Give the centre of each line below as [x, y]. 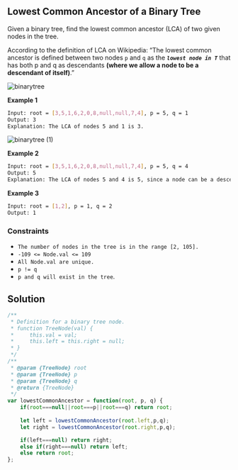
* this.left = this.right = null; [68, 342]
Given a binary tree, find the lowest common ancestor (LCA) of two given [114, 28]
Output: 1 [22, 213]
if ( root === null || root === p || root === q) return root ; [96, 408]
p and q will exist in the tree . [66, 276]
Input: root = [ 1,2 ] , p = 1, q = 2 [60, 206]
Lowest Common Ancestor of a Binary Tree [104, 12]
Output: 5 [22, 173]
